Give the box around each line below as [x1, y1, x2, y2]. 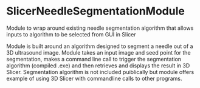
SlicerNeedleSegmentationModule [6, 4, 185, 18]
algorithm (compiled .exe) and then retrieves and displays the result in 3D [6, 62, 190, 69]
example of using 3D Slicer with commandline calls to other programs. [6, 75, 182, 82]
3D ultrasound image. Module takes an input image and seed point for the [6, 49, 191, 56]
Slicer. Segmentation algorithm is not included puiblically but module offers [6, 68, 195, 75]
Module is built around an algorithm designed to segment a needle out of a [6, 42, 193, 50]
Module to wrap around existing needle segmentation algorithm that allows [6, 24, 194, 32]
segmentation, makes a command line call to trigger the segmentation [6, 55, 181, 63]
